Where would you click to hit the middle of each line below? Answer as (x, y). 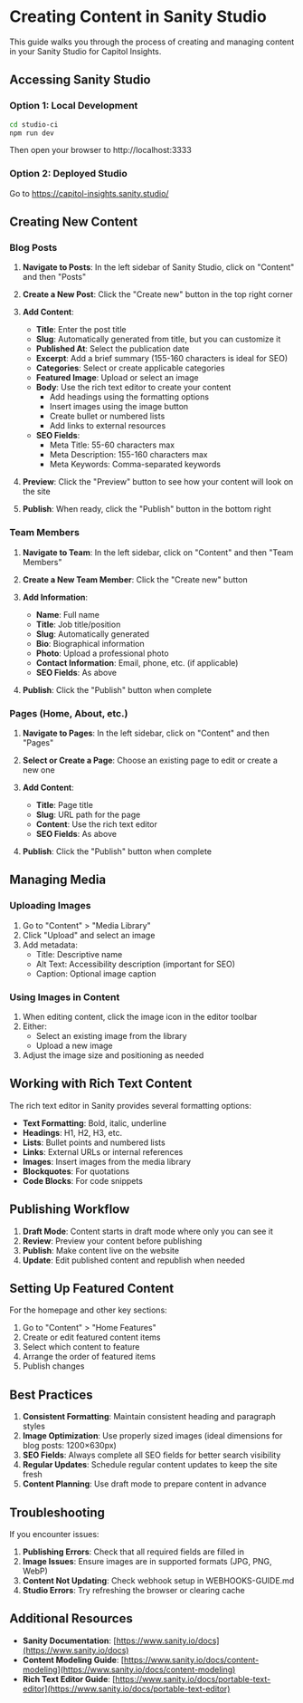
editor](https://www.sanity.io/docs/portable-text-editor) (126, 1689)
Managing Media (58, 880)
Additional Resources (71, 1619)
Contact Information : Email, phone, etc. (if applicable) (137, 662)
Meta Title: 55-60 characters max (112, 445)
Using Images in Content (65, 996)
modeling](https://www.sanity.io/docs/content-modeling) (129, 1669)
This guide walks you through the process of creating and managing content (152, 42)
